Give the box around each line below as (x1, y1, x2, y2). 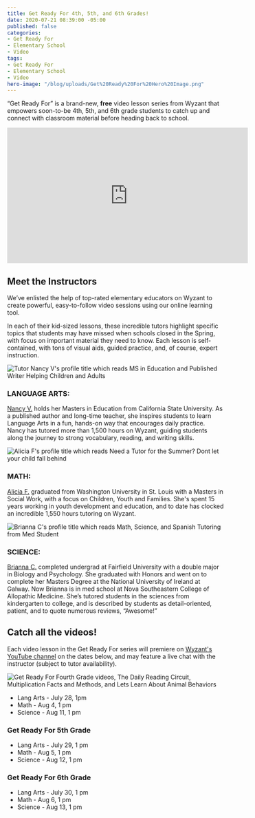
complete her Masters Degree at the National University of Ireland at (7, 577, 201, 585)
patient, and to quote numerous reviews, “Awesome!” (7, 607, 157, 615)
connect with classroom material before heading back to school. (7, 114, 190, 123)
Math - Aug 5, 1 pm (16, 748, 71, 757)
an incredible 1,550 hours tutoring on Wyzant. (7, 509, 136, 517)
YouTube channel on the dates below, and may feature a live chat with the (7, 652, 217, 660)
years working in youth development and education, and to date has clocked (7, 502, 224, 510)
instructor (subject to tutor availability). (7, 659, 117, 668)
